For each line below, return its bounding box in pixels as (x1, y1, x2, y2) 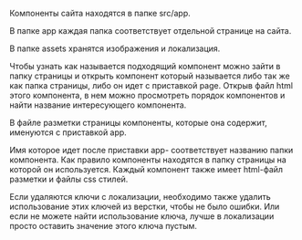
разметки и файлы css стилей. (9, 173, 129, 184)
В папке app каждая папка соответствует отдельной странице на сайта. (9, 26, 292, 36)
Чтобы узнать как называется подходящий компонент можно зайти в (9, 61, 281, 71)
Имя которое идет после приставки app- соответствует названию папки (9, 145, 294, 155)
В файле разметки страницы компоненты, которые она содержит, (9, 118, 267, 128)
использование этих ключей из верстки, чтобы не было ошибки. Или (9, 201, 280, 212)
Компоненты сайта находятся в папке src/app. (9, 8, 191, 18)
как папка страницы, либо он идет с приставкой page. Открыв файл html (9, 80, 294, 90)
